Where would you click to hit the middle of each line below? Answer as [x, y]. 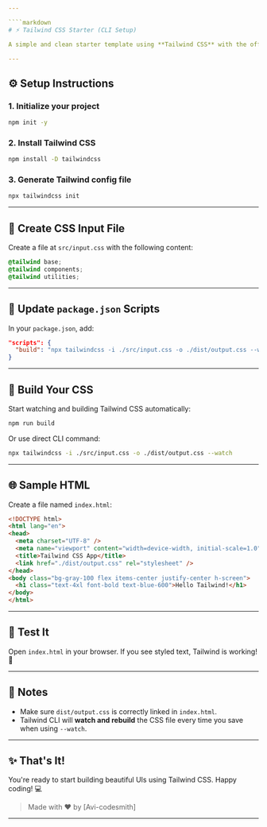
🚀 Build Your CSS [51, 390]
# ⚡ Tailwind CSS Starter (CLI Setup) [73, 30]
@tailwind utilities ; [44, 276]
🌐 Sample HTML [49, 485]
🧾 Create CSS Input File [67, 228]
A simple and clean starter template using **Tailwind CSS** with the [128, 44]
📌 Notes [28, 692]
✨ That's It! [37, 761]
